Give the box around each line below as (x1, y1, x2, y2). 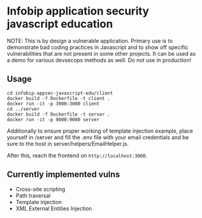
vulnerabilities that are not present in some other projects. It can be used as (7, 50, 196, 57)
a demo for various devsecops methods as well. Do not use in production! (7, 56, 192, 64)
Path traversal (15, 192, 51, 199)
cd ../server (7, 106, 40, 112)
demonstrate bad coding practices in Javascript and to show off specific (7, 44, 189, 51)
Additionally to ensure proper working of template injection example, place (7, 127, 194, 134)
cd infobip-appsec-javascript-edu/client (7, 90, 113, 96)
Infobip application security (7, 4, 149, 18)
